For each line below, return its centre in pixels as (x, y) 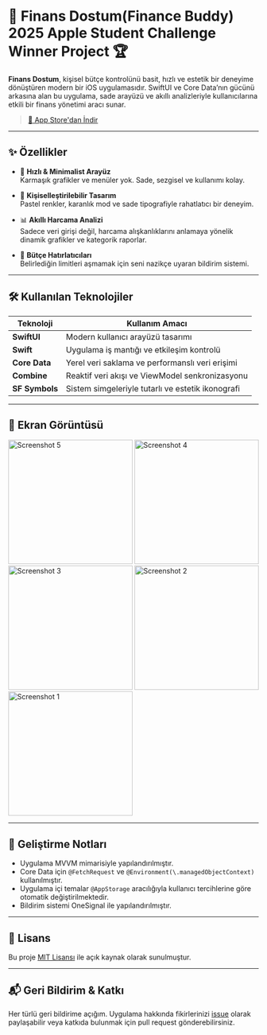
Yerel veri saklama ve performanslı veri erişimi (152, 363)
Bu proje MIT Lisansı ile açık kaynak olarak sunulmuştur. (100, 957)
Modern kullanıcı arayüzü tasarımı (129, 337)
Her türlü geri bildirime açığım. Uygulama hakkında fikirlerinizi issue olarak (130, 1014)
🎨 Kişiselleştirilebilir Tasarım (68, 195)
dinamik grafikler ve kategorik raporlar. (83, 239)
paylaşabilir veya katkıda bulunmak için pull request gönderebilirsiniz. (122, 1022)
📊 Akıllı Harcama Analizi (61, 220)
